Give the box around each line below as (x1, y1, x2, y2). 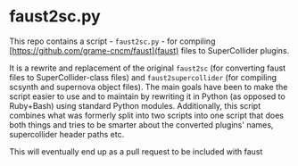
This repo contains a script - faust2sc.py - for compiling (9, 36, 216, 46)
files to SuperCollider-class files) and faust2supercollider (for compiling (9, 71, 277, 82)
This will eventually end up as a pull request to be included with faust (9, 145, 263, 157)
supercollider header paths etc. (9, 129, 125, 139)
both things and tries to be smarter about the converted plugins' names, (9, 119, 274, 130)
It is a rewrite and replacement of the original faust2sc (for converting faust (9, 62, 286, 73)
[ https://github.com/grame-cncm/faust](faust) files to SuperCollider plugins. (9, 45, 290, 55)
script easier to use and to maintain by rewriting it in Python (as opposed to (9, 91, 286, 102)
